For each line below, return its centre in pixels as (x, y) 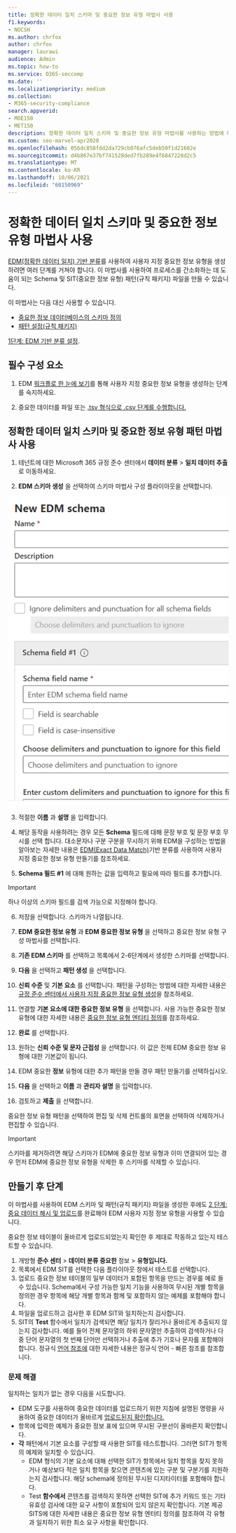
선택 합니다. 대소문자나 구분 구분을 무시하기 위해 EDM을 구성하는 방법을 (129, 841)
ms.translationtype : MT (43, 163)
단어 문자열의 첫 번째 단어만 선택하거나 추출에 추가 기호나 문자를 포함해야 (125, 1339)
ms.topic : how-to (33, 67)
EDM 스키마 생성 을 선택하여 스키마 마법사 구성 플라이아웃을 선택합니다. (115, 486)
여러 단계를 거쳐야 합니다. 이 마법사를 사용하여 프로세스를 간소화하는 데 (123, 269)
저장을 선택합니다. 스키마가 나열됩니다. (70, 917)
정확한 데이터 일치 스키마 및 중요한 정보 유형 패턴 (106, 431)
